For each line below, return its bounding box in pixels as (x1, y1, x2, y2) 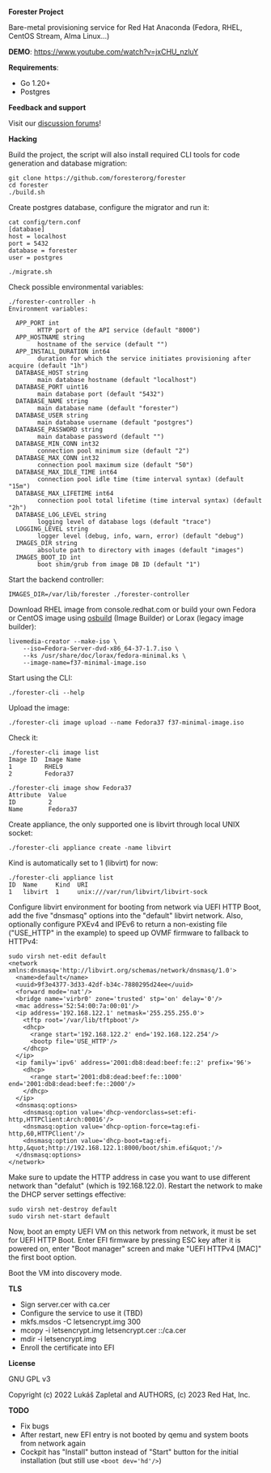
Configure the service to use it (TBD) (19, 1308, 143, 1317)
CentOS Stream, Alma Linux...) (8, 32, 110, 41)
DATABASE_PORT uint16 (15, 383, 89, 391)
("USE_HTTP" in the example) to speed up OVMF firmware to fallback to (8, 928, 249, 938)
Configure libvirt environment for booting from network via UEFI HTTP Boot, (8, 902, 261, 912)
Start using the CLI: (8, 673, 73, 682)
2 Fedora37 (8, 770, 74, 778)
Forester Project (8, 7, 64, 16)
